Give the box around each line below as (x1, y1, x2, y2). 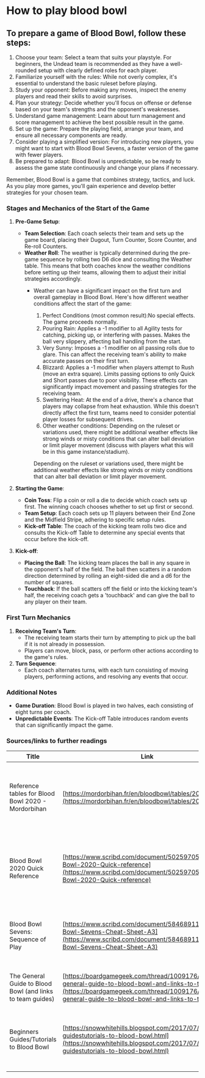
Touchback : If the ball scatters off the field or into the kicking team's (24, 585, 197, 592)
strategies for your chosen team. (6, 189, 88, 196)
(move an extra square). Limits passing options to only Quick (42, 370, 195, 377)
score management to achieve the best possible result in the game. (15, 118, 185, 126)
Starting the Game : (15, 485, 65, 492)
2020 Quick (9, 864, 44, 873)
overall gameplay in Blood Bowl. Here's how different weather (33, 294, 189, 301)
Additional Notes (6, 688, 57, 696)
